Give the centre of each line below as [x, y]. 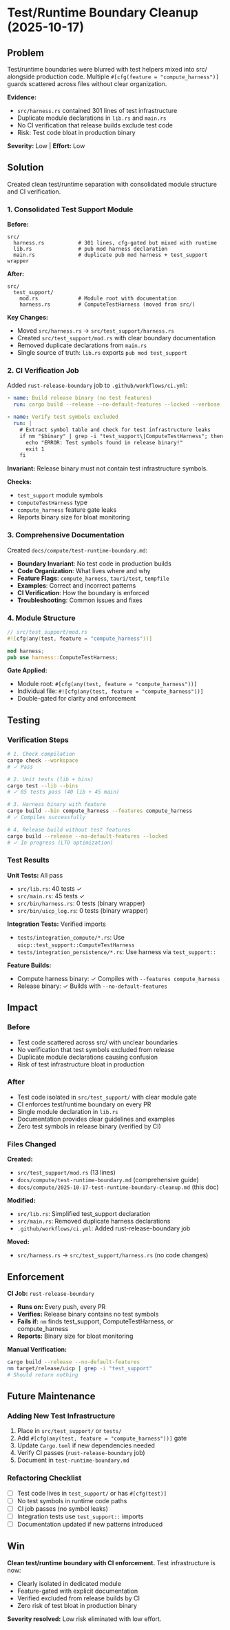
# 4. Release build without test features [69, 829]
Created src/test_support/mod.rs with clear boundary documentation [116, 338]
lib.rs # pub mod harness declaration [91, 249]
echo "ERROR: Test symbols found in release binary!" [104, 442]
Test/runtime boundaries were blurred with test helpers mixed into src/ [107, 69]
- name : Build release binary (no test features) [80, 398]
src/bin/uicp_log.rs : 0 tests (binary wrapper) [83, 910]
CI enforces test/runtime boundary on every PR [84, 1104]
